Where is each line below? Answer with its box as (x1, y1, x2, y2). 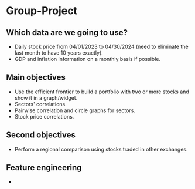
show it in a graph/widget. (14, 94, 78, 101)
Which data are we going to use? (6, 28, 128, 38)
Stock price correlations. (14, 113, 74, 120)
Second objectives (6, 130, 76, 140)
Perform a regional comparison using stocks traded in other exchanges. (14, 146, 189, 153)
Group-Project (6, 4, 78, 18)
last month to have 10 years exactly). (14, 49, 104, 56)
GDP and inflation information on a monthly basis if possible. (14, 56, 161, 62)
